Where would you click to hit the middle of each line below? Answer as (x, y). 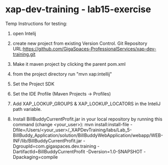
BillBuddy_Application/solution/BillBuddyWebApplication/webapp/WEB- (88, 135)
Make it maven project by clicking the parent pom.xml (69, 64)
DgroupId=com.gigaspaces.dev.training (54, 146)
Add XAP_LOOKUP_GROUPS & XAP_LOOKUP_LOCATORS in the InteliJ (87, 104)
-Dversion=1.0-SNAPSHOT (114, 151)
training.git (24, 54)
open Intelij (24, 33)
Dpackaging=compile (35, 157)
